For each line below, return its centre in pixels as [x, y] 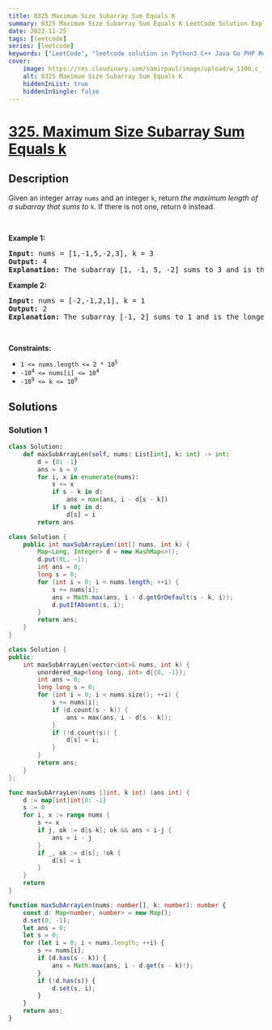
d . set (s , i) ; [73, 988]
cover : [19, 62]
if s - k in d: [77, 492]
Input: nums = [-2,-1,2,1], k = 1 [77, 301]
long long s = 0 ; [66, 687]
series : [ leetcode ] [41, 46]
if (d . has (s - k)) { [72, 959]
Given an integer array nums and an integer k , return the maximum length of [133, 198]
